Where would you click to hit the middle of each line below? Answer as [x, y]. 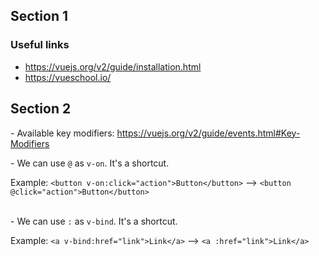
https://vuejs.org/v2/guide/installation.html [113, 66]
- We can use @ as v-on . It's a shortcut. [90, 163]
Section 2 [41, 109]
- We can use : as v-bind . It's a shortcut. [94, 221]
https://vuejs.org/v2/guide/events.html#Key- [208, 133]
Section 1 [39, 16]
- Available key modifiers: [62, 133]
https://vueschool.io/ [68, 77]
